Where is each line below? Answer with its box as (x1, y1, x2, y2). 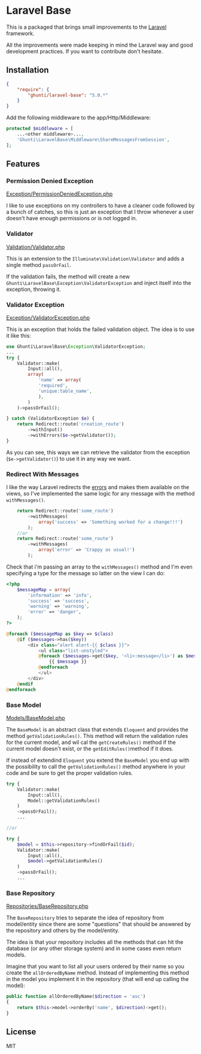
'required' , (38, 382, 68, 389)
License (6, 1027, 36, 1037)
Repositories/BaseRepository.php (6, 903, 89, 910)
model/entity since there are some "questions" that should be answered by (6, 921, 191, 928)
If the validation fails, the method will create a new (6, 273, 130, 280)
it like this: (6, 332, 31, 339)
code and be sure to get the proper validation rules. (6, 769, 133, 776)
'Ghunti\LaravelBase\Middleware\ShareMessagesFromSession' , (17, 136, 170, 142)
